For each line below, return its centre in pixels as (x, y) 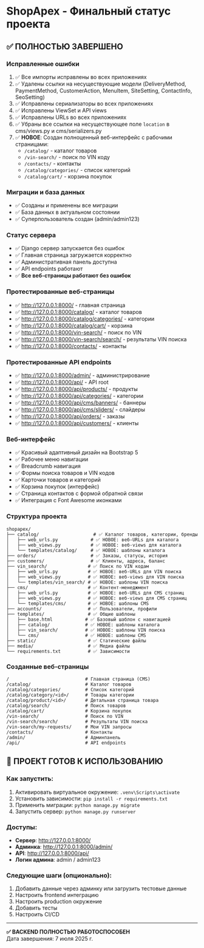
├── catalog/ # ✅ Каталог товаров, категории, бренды (102, 534)
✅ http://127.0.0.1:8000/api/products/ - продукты (76, 389)
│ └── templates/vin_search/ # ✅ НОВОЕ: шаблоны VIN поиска (87, 582)
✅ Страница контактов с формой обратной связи (79, 494)
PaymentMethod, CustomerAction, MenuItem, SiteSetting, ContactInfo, (104, 90)
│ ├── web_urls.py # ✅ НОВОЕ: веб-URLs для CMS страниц (95, 593)
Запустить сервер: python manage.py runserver (75, 811)
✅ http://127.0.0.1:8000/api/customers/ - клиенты (77, 423)
